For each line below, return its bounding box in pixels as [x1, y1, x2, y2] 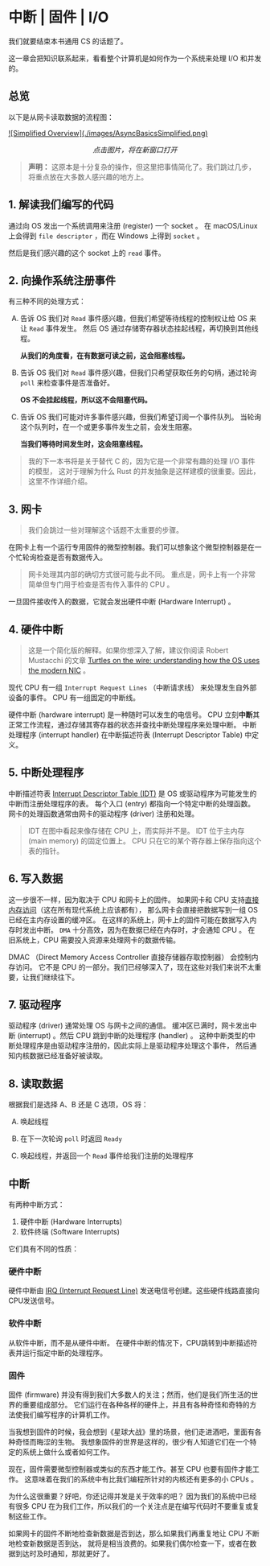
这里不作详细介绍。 [27, 476, 92, 486]
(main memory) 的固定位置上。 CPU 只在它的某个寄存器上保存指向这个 [27, 835, 262, 846]
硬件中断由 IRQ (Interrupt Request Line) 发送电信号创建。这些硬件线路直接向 [8, 1286, 260, 1296]
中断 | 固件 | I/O [8, 8, 109, 27]
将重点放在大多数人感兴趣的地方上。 [27, 171, 149, 182]
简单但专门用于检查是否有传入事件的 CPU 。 [27, 579, 174, 589]
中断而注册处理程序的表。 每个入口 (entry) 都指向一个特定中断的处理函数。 [8, 798, 256, 808]
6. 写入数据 [8, 872, 63, 886]
